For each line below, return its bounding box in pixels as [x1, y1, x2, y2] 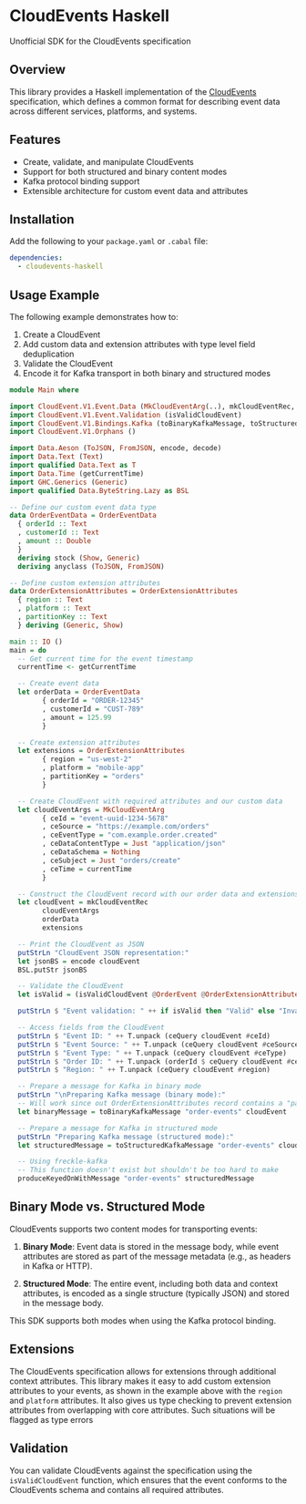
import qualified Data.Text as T [9, 461, 137, 470]
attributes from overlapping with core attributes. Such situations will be [9, 1405, 276, 1416]
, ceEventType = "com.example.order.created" [42, 830, 219, 840]
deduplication [22, 348, 75, 359]
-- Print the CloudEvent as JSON [17, 940, 145, 949]
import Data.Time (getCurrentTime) [9, 469, 145, 479]
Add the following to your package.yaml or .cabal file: [9, 236, 209, 247]
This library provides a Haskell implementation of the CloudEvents [9, 86, 257, 97]
